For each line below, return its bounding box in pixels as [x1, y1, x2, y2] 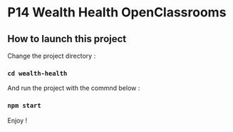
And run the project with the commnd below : [7, 83, 140, 93]
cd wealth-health [7, 69, 68, 77]
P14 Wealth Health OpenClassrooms [7, 4, 227, 21]
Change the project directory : [7, 51, 96, 60]
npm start [7, 101, 41, 110]
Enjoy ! [7, 116, 28, 125]
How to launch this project [7, 33, 127, 45]
